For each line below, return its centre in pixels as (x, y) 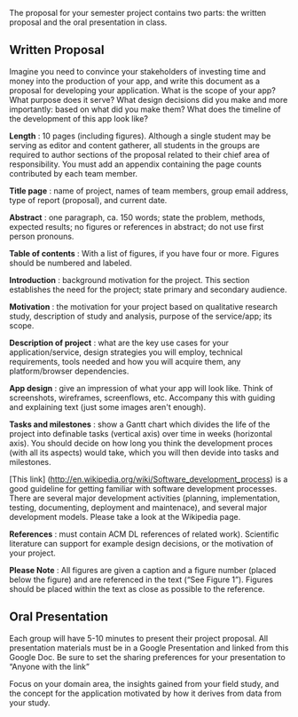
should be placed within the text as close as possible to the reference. (137, 588)
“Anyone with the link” (50, 666)
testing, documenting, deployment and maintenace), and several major (138, 507)
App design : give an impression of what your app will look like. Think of (141, 388)
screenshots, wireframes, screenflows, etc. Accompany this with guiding (142, 398)
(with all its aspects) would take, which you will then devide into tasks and (144, 453)
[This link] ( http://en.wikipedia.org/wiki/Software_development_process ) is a (149, 479)
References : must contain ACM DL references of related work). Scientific (144, 534)
